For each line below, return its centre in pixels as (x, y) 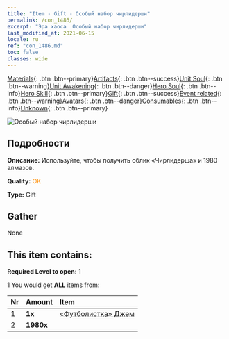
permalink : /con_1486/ (40, 20)
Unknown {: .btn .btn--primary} (64, 108)
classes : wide (28, 59)
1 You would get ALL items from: (53, 285)
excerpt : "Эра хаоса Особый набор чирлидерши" (77, 26)
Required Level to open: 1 (44, 272)
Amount (39, 302)
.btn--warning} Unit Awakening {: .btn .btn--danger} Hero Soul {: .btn (103, 86)
